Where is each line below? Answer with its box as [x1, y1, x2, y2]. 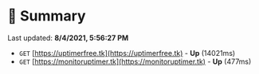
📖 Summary [7, 7, 86, 25]
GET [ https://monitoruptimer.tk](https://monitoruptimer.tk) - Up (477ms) [18, 57, 252, 66]
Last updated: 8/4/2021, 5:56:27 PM [7, 33, 129, 43]
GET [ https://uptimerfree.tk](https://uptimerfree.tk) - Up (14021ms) [18, 48, 236, 57]
